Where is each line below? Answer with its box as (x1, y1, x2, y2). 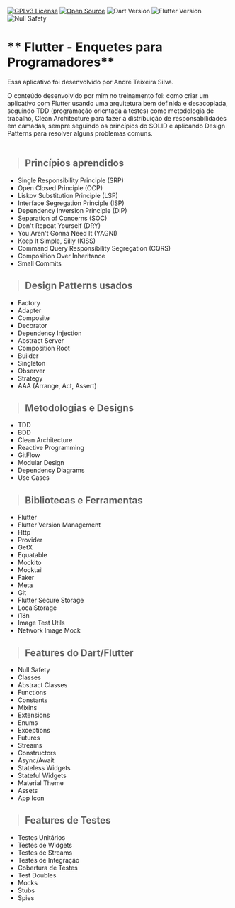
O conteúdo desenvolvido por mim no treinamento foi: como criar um (7, 91, 209, 99)
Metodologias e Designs (24, 402, 134, 414)
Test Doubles (17, 870, 57, 880)
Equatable (17, 551, 47, 559)
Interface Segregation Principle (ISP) (17, 199, 125, 207)
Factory (17, 298, 40, 307)
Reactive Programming (17, 444, 85, 452)
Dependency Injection (17, 329, 82, 337)
